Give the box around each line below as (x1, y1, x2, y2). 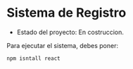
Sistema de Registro (6, 5, 127, 21)
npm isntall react (6, 54, 61, 62)
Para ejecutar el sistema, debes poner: (6, 41, 119, 49)
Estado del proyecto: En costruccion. (16, 28, 124, 36)
